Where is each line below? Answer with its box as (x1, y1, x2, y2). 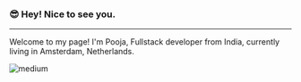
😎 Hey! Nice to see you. (9, 8, 116, 20)
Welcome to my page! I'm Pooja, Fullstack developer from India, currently (9, 37, 280, 47)
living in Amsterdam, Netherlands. (9, 46, 134, 57)
